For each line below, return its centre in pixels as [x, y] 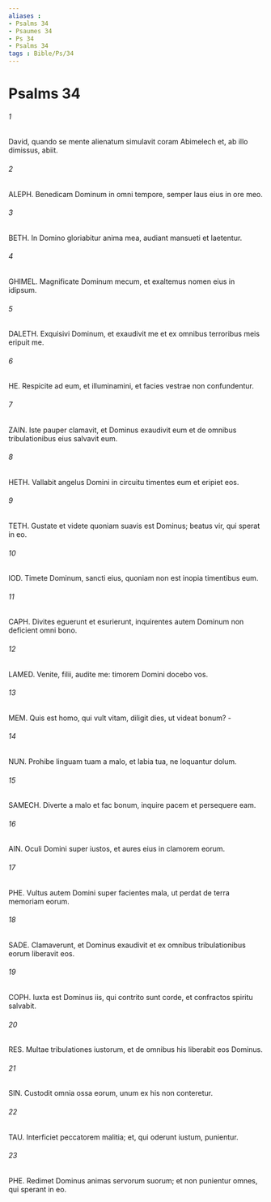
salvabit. [22, 1006]
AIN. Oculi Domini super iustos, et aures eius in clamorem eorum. [117, 849]
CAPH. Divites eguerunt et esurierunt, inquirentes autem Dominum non [126, 622]
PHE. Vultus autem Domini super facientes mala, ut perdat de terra [119, 892]
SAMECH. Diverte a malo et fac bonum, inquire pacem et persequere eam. [132, 805]
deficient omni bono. [43, 630]
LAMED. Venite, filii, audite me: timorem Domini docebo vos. [108, 674]
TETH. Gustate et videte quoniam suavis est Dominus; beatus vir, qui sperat [134, 526]
